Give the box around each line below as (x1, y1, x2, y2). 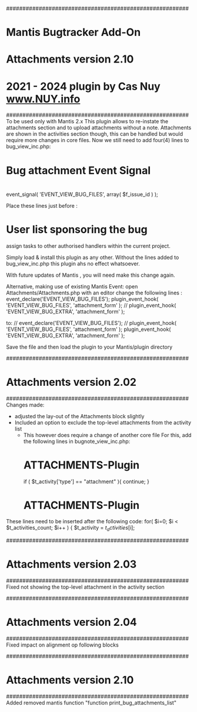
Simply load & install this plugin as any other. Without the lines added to (6, 254, 179, 261)
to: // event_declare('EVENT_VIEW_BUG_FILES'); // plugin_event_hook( (6, 319, 177, 326)
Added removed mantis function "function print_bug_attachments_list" (6, 699, 176, 707)
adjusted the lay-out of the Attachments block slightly (14, 412, 145, 419)
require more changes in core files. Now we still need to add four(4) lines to (6, 137, 189, 144)
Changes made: (6, 401, 45, 408)
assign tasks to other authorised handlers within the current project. (6, 242, 171, 250)
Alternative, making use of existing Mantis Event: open (6, 283, 138, 290)
